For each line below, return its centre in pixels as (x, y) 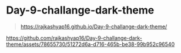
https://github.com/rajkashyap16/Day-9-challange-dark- (74, 38)
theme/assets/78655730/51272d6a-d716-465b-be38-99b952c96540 (90, 44)
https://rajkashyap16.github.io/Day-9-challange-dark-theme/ (94, 26)
